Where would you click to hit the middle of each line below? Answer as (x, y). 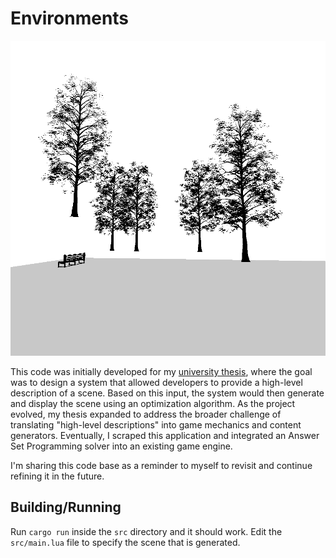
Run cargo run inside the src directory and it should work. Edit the (146, 531)
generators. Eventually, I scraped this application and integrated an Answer (165, 435)
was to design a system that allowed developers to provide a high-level (156, 382)
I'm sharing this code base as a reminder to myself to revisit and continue (161, 465)
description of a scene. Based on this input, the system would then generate (167, 393)
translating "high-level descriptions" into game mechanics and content (156, 424)
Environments (70, 18)
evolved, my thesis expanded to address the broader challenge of (146, 414)
